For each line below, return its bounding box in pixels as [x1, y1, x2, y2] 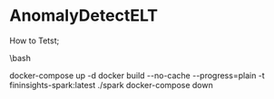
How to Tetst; [9, 35, 60, 46]
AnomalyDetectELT [9, 5, 159, 26]
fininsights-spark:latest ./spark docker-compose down [9, 79, 213, 90]
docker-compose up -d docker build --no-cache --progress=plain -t [9, 69, 265, 81]
